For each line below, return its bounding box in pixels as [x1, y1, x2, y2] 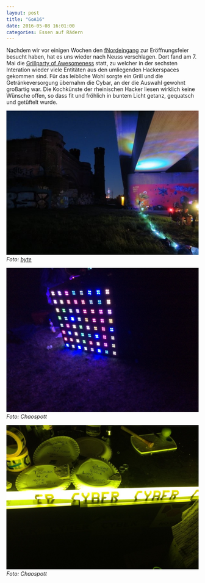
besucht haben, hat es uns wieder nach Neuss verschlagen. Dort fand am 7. [6, 53, 197, 60]
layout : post [6, 10, 40, 16]
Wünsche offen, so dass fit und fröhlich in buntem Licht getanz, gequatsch [6, 92, 194, 100]
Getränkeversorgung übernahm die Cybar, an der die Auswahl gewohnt [6, 79, 186, 87]
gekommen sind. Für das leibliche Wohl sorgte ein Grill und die [6, 73, 164, 80]
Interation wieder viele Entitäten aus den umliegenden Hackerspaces [6, 66, 179, 73]
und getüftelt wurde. [6, 98, 58, 106]
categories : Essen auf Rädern [6, 29, 84, 35]
